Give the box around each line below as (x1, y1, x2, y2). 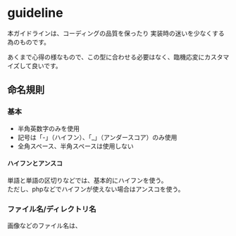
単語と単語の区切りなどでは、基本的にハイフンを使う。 (7, 176, 168, 184)
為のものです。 (7, 37, 51, 46)
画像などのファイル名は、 (7, 221, 82, 230)
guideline (7, 5, 63, 21)
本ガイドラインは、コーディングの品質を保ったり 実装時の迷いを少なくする (7, 29, 225, 37)
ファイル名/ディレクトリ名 (7, 204, 97, 214)
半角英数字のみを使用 (17, 124, 80, 133)
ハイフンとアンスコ (7, 159, 63, 168)
